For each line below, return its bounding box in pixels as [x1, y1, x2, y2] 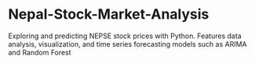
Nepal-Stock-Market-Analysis [8, 5, 209, 23]
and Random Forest [8, 47, 72, 57]
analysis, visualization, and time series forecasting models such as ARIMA [8, 39, 247, 48]
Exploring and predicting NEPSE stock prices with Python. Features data [8, 31, 242, 40]
